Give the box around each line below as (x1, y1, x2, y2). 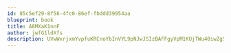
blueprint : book (7, 17, 54, 23)
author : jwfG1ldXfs (7, 29, 63, 36)
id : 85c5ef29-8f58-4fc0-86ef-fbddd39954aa (7, 10, 131, 17)
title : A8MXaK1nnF (7, 23, 60, 30)
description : (7, 36, 45, 43)
